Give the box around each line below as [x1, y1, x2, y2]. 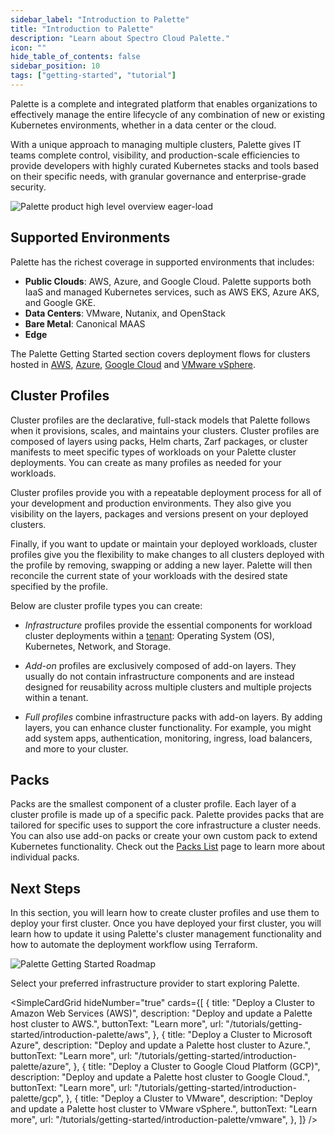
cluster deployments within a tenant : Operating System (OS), [24, 629, 275, 641]
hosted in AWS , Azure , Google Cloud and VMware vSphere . [10, 358, 256, 370]
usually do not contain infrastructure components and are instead [24, 670, 295, 682]
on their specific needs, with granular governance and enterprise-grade [10, 170, 307, 182]
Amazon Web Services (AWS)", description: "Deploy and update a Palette [10, 1007, 313, 1020]
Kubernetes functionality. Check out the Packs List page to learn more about [10, 841, 326, 853]
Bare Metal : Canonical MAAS [24, 317, 146, 330]
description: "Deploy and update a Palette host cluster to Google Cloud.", [10, 1071, 311, 1083]
